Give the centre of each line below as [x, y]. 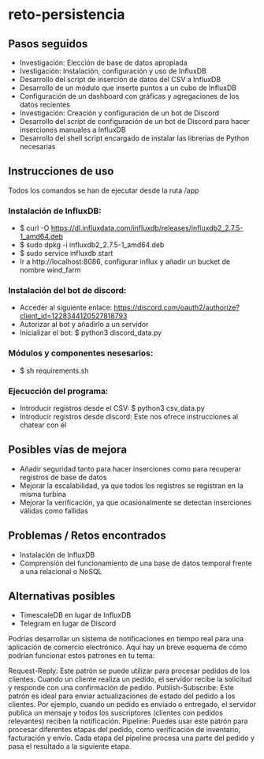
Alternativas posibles [62, 597]
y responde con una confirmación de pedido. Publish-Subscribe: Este [121, 688]
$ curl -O [34, 228]
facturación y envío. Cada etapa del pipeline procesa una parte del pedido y [131, 738]
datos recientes [45, 105]
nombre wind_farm [50, 270]
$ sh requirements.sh [54, 370]
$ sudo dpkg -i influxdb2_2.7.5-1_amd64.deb [92, 245]
